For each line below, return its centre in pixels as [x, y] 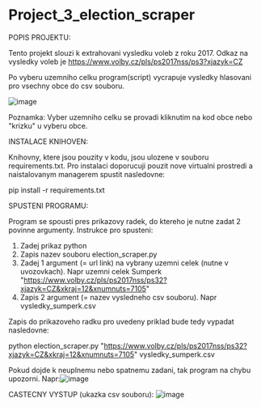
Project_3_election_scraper [102, 15]
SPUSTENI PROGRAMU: [48, 206]
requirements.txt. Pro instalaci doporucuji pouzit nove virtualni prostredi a [130, 165]
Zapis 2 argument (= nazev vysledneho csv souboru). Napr [118, 297]
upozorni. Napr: [34, 379]
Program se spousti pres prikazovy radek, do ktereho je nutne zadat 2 [124, 221]
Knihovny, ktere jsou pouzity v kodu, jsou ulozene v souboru [109, 157]
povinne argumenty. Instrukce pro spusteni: [81, 230]
